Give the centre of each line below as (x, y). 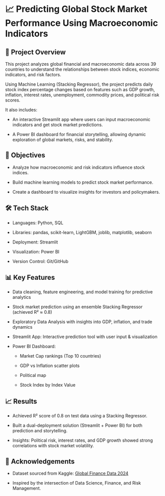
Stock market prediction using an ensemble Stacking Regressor (77, 307)
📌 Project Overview (36, 52)
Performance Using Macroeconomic (82, 23)
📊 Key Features (30, 278)
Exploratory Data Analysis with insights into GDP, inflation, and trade (82, 322)
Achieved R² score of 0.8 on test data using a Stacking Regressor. (80, 416)
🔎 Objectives (25, 155)
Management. (27, 489)
